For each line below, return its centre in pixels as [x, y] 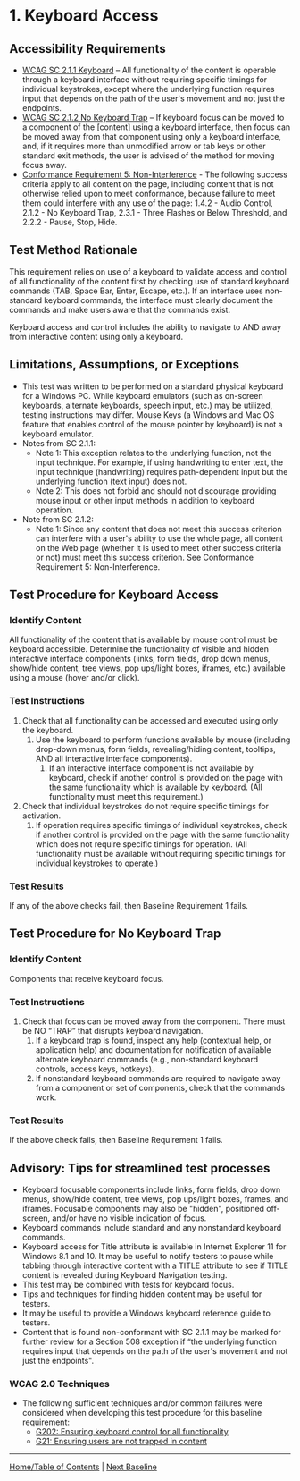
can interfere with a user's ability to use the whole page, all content [159, 538]
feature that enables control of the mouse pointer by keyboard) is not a [152, 424]
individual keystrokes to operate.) [97, 863]
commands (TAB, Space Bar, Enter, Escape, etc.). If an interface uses [136, 291]
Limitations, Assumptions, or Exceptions [124, 364]
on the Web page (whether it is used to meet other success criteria [158, 547]
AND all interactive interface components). [114, 758]
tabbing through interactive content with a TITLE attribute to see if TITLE [155, 1265]
